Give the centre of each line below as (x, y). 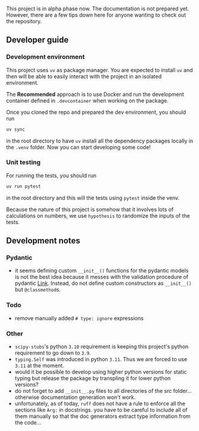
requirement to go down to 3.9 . (53, 353)
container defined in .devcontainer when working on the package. (87, 100)
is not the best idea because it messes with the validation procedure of (102, 277)
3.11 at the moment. (39, 365)
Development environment (45, 57)
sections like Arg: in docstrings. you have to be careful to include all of (101, 410)
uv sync (16, 129)
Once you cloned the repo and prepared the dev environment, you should (96, 112)
